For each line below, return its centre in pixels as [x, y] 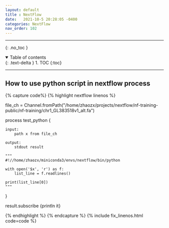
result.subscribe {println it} [33, 206]
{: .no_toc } [17, 48]
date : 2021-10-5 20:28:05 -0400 [41, 19]
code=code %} [21, 221]
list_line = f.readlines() [43, 173]
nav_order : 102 [21, 29]
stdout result [29, 147]
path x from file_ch [36, 134]
